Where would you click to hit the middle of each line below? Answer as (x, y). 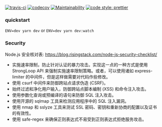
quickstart (17, 20)
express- (144, 71)
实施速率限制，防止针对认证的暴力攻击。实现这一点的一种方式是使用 (80, 64)
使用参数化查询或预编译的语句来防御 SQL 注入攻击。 (64, 95)
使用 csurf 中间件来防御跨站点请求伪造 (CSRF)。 (60, 83)
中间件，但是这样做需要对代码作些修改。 (70, 77)
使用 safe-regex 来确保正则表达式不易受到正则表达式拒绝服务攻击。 (79, 119)
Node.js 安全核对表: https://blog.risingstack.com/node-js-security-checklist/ (81, 54)
